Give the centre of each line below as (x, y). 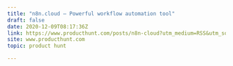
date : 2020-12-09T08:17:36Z (48, 26)
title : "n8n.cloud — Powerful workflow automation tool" (91, 14)
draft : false (26, 20)
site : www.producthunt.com (46, 40)
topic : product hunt (37, 46)
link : (15, 33)
